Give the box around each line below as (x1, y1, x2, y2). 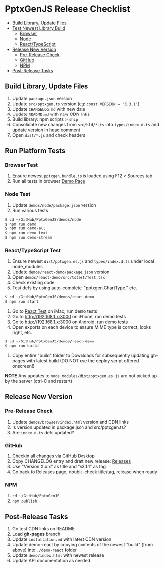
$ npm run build (5, 343, 39, 349)
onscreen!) (12, 363, 35, 369)
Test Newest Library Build (12, 25, 66, 31)
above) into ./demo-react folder (12, 547, 77, 553)
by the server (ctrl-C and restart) (5, 378, 72, 384)
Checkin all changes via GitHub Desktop (12, 453, 95, 459)
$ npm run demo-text (5, 230, 48, 236)
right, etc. (12, 330, 32, 336)
